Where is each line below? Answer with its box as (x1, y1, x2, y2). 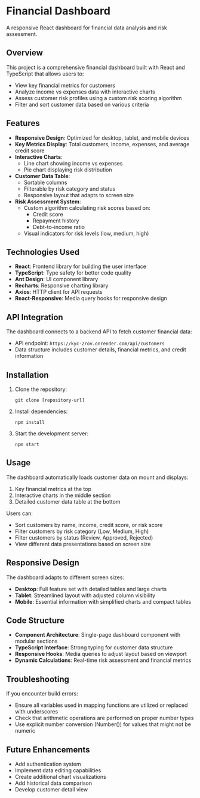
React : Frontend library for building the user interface (14, 263, 146, 270)
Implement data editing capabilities (14, 767, 101, 774)
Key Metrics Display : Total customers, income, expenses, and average (14, 140, 190, 147)
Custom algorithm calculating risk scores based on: (23, 204, 150, 211)
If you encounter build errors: (6, 690, 79, 697)
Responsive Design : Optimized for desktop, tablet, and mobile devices (14, 134, 190, 141)
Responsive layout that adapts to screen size (23, 191, 134, 198)
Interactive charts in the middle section (14, 492, 111, 499)
